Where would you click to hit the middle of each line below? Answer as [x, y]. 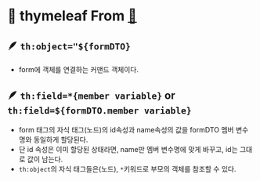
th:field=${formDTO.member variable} [99, 111]
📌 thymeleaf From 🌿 [72, 16]
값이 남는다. [45, 159]
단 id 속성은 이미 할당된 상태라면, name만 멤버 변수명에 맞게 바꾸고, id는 [128, 149]
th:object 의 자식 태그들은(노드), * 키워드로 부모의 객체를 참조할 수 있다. [127, 168]
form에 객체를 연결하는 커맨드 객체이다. [78, 69]
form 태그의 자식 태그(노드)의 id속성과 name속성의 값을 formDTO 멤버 [126, 129]
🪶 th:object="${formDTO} [69, 46]
